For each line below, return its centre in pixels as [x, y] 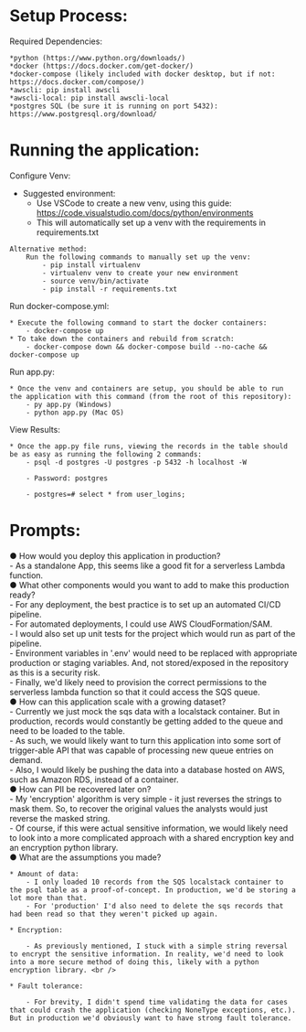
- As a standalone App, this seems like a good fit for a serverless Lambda [148, 565]
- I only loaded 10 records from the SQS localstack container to [155, 882]
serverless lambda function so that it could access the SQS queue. [135, 692]
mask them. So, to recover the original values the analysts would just [139, 808]
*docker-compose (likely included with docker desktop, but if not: [142, 74]
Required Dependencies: [56, 41]
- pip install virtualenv [92, 265]
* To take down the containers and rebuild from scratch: [122, 339]
